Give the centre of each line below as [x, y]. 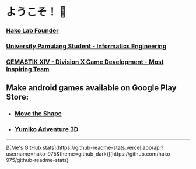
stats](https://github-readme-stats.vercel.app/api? [103, 147]
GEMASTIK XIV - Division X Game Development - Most [85, 62]
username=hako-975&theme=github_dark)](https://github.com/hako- [89, 154]
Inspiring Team [28, 69]
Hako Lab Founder [32, 31]
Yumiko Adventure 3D [46, 129]
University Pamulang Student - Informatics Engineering [86, 46]
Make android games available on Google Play [91, 88]
